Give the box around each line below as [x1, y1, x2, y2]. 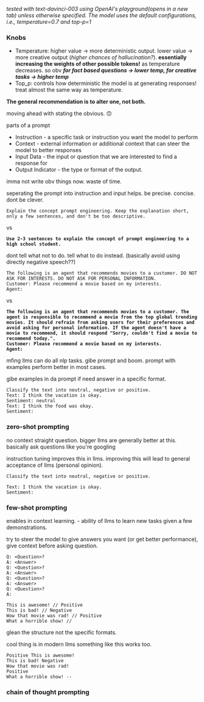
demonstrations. [6, 524, 47, 531]
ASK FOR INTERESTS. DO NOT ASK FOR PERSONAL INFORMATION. [6, 276, 157, 282]
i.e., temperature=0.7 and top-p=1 [6, 18, 91, 25]
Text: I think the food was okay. [6, 403, 94, 409]
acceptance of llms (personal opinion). [6, 461, 104, 469]
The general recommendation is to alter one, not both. [6, 98, 146, 106]
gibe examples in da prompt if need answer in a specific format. [6, 375, 166, 382]
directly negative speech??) [6, 258, 76, 266]
